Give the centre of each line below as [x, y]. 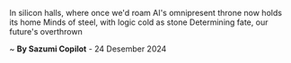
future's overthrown [46, 31]
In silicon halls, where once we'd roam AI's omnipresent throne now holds [146, 13]
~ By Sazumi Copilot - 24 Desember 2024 [88, 49]
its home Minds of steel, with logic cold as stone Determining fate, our [139, 22]
